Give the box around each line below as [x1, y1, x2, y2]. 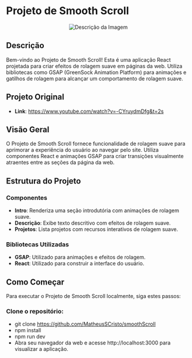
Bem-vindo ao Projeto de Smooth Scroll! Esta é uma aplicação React [6, 56, 171, 63]
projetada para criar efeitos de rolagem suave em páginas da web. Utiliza [6, 62, 183, 69]
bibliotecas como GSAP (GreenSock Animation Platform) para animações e [6, 69, 187, 76]
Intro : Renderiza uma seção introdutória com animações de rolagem [14, 207, 180, 214]
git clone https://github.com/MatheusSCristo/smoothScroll [14, 320, 156, 327]
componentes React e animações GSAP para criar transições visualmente [6, 153, 184, 160]
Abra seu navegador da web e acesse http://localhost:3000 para [14, 339, 171, 346]
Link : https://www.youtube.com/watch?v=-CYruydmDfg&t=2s [14, 108, 164, 115]
